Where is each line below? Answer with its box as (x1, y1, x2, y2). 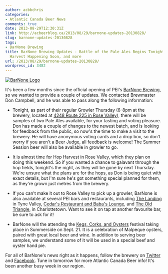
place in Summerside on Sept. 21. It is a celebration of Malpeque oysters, (12, 226, 163, 233)
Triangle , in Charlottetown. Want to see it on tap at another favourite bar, (12, 206, 161, 212)
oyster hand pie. (12, 242, 46, 248)
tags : (5, 40, 16, 45)
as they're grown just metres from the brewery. (12, 181, 109, 187)
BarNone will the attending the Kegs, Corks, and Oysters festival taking (12, 221, 159, 227)
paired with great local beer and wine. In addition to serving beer (12, 232, 146, 238)
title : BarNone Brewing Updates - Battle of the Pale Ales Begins (5, 49, 146, 54)
